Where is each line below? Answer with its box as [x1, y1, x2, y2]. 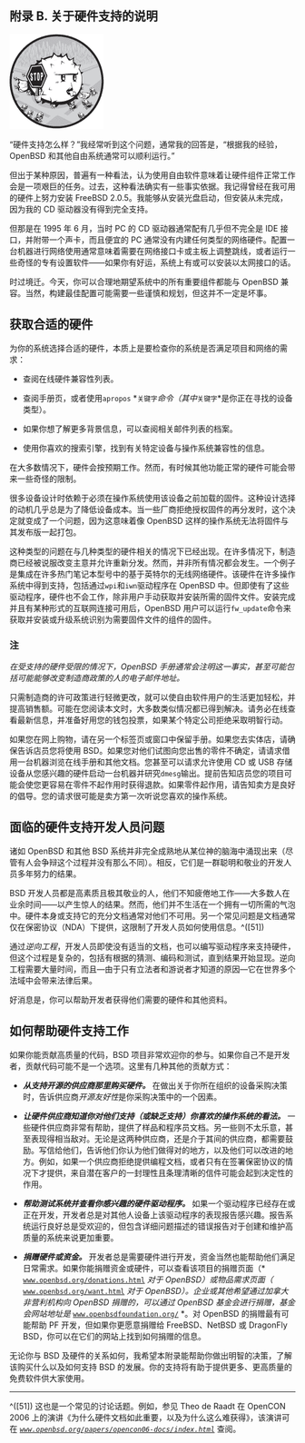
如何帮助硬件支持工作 [9, 1023, 129, 1039]
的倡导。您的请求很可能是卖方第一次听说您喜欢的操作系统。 [9, 790, 232, 801]
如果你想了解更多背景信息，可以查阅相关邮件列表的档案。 [22, 423, 238, 434]
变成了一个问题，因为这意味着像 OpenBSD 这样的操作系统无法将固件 [25, 515, 281, 526]
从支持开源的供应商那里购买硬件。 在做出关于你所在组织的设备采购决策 [22, 1080, 288, 1091]
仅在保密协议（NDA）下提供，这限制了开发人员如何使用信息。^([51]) [9, 921, 265, 933]
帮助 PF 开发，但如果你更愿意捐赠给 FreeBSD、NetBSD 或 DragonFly [30, 1319, 288, 1330]
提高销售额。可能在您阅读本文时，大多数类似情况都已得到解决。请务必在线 [9, 703, 288, 714]
